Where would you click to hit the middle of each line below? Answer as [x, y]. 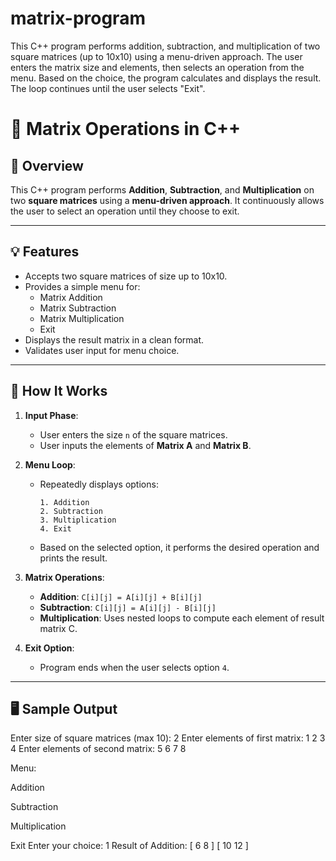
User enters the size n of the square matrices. [133, 434]
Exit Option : [49, 648]
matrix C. [58, 628]
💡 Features [45, 252]
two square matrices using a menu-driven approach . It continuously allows [167, 200]
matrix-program [78, 18]
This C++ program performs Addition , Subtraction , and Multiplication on [162, 189]
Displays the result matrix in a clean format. [114, 339]
